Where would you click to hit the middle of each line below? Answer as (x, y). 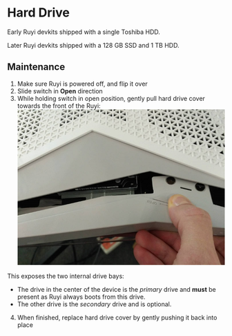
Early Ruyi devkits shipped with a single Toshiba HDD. (84, 32)
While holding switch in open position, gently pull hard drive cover (111, 98)
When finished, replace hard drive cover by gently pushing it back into (117, 317)
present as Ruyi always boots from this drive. (81, 297)
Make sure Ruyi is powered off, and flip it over (83, 84)
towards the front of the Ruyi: (59, 106)
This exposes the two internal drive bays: (66, 276)
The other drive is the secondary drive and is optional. (94, 304)
